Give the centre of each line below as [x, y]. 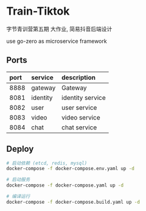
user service [79, 107]
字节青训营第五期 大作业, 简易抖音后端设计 [59, 29]
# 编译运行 [18, 196]
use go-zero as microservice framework [57, 41]
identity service [84, 98]
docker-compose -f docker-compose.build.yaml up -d [73, 202]
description [79, 77]
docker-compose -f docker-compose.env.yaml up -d [71, 169]
